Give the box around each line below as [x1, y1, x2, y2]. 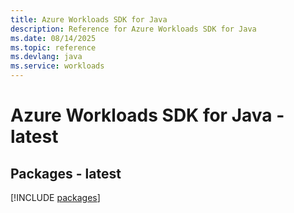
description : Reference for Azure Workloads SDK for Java [10, 24, 257, 34]
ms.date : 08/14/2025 [10, 33, 97, 43]
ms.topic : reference [10, 42, 97, 53]
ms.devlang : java [10, 52, 83, 62]
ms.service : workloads [10, 61, 105, 71]
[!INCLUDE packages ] [10, 192, 101, 203]
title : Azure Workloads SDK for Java [10, 14, 168, 25]
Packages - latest [10, 165, 122, 182]
